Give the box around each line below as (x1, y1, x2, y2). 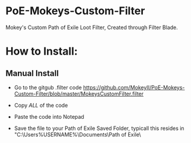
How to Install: (5, 45, 78, 58)
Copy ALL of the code (14, 101, 68, 109)
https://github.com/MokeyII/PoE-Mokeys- (83, 84, 185, 91)
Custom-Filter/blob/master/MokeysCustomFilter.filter (14, 90, 144, 97)
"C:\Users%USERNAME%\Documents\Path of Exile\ (14, 131, 141, 138)
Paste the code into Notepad (14, 113, 84, 120)
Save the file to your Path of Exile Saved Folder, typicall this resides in (14, 125, 184, 132)
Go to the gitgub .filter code (14, 84, 82, 91)
